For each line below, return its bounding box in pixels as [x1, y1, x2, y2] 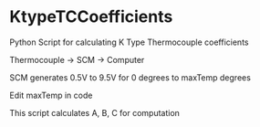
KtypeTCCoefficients [9, 6, 173, 27]
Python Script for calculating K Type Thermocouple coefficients [9, 37, 249, 48]
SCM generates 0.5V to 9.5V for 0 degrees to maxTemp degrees [9, 71, 251, 83]
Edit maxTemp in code [9, 90, 93, 101]
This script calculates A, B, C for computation [9, 107, 181, 118]
